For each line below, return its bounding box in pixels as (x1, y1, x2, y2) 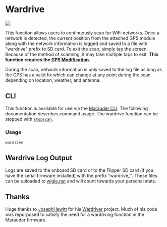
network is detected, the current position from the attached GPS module (5, 35, 155, 41)
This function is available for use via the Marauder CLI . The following (5, 105, 148, 111)
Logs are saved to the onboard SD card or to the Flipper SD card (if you (5, 167, 154, 173)
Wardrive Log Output (5, 154, 73, 162)
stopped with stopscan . (5, 116, 53, 122)
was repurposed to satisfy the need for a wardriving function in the (5, 211, 145, 217)
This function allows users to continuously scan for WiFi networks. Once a (5, 29, 160, 36)
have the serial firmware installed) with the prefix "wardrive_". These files (5, 172, 157, 178)
